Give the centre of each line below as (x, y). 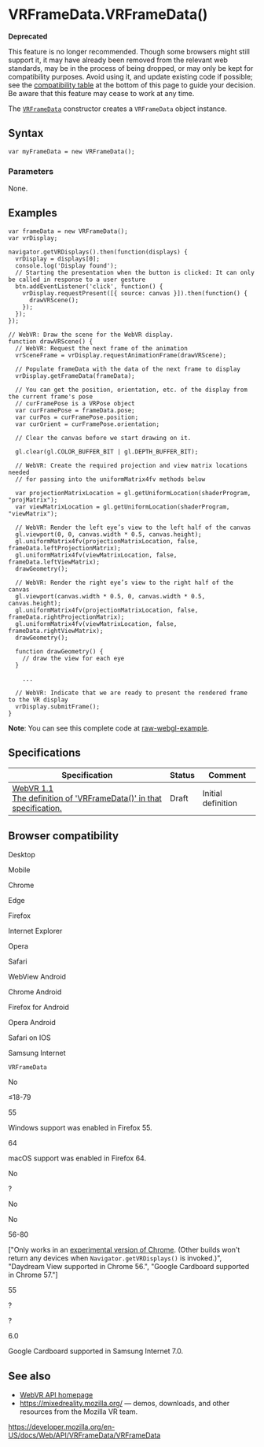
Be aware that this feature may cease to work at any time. (101, 93)
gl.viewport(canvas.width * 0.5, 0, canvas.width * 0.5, (110, 596)
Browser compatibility (64, 836)
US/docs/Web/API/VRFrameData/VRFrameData (84, 1435)
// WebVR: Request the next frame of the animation (102, 348)
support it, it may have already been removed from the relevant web (118, 60)
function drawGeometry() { (59, 651)
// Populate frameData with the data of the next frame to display (128, 369)
